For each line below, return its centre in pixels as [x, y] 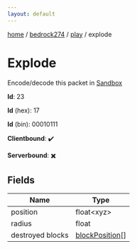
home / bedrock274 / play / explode [60, 34]
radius [21, 223]
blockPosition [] [101, 235]
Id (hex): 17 [24, 110]
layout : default [31, 14]
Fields [21, 180]
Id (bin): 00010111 [33, 124]
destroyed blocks [40, 235]
